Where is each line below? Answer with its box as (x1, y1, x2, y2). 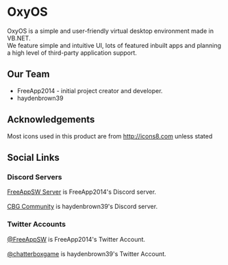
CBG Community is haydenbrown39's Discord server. (7, 203, 158, 211)
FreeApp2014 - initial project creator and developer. (16, 86, 163, 94)
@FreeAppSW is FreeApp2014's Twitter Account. (7, 235, 146, 243)
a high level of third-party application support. (7, 49, 137, 57)
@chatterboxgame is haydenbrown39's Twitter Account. (7, 249, 166, 257)
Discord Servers (7, 172, 62, 181)
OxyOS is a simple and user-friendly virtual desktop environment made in (7, 27, 214, 35)
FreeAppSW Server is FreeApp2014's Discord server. (7, 188, 156, 196)
